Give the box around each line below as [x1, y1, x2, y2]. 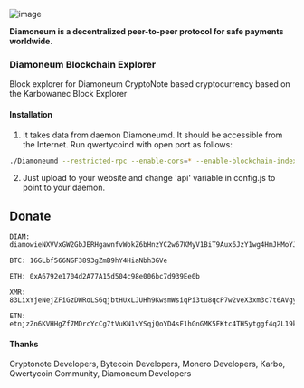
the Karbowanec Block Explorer [9, 89, 128, 99]
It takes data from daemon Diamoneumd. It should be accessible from [22, 129, 283, 140]
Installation [9, 109, 52, 119]
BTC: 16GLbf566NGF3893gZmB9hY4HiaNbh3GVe [9, 256, 168, 266]
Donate [9, 208, 52, 223]
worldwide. [9, 36, 53, 46]
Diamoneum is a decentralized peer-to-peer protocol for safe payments [9, 26, 284, 36]
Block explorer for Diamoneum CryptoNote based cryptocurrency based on [9, 79, 291, 90]
